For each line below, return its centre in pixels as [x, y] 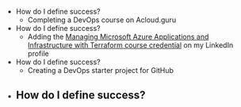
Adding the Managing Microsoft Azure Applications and [118, 36]
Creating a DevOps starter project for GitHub [101, 70]
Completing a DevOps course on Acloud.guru [102, 20]
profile [38, 53]
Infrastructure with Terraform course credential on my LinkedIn [130, 45]
